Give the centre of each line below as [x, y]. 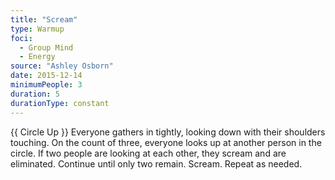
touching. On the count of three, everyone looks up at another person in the [166, 142]
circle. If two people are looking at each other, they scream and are [148, 153]
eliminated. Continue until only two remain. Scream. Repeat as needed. [156, 163]
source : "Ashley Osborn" [62, 66]
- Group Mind [46, 47]
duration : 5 [35, 94]
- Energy [37, 57]
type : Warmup [37, 29]
